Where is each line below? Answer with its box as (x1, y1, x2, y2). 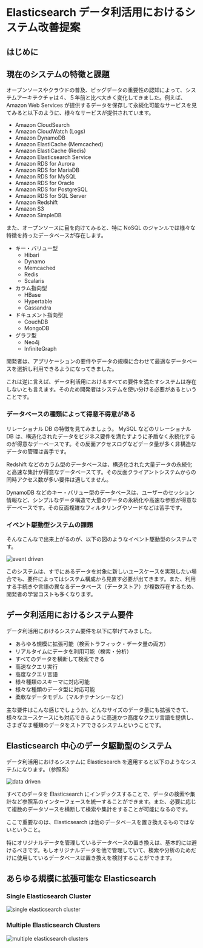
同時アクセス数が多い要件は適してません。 (6, 476, 112, 483)
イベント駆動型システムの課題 (6, 520, 93, 529)
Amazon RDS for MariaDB (15, 166, 80, 174)
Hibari (24, 251, 39, 259)
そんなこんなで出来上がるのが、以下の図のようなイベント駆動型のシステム (6, 535, 192, 543)
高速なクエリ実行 (15, 663, 58, 670)
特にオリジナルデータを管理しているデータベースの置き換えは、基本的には (6, 839, 192, 846)
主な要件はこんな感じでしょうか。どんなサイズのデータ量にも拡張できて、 (6, 706, 192, 713)
